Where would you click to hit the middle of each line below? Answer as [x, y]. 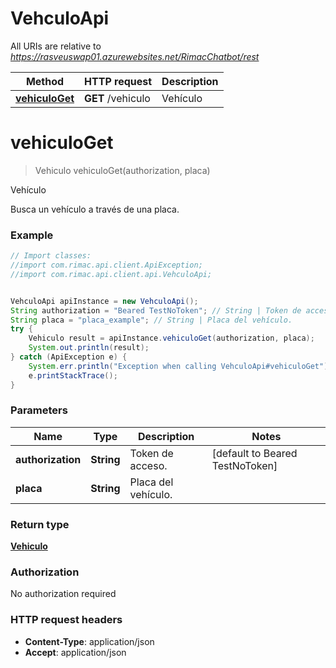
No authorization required [63, 594]
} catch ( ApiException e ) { [69, 357]
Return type [40, 524]
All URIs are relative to [56, 46]
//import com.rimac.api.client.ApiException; [106, 265]
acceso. [148, 465]
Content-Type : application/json [89, 641]
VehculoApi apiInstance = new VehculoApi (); [104, 301]
